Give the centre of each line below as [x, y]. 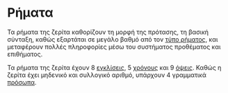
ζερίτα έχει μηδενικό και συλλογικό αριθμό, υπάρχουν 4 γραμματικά [107, 75]
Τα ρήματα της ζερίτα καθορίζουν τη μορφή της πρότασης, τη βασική [108, 32]
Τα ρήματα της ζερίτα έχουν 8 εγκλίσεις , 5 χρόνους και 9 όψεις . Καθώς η [114, 67]
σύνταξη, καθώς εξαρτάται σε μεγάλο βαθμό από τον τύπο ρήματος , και [113, 39]
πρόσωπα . [22, 82]
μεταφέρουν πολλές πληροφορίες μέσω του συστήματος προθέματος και [114, 46]
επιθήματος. [25, 54]
